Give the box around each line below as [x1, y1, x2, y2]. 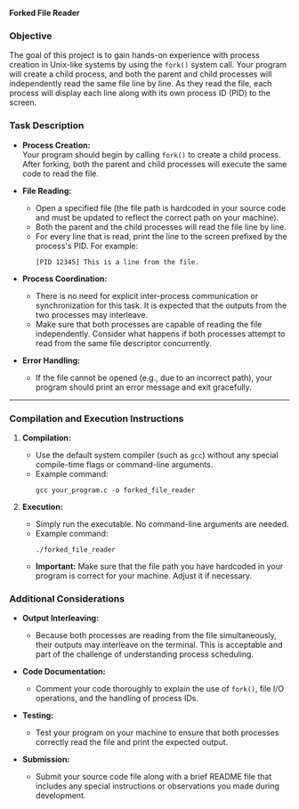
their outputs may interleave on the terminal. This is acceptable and [35, 640, 283, 651]
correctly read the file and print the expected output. [35, 737, 229, 748]
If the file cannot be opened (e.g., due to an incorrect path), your [35, 372, 273, 383]
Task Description [9, 119, 85, 132]
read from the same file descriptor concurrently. [35, 337, 212, 348]
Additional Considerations [9, 592, 125, 604]
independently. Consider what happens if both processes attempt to [35, 328, 286, 339]
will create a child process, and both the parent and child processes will [9, 69, 272, 79]
